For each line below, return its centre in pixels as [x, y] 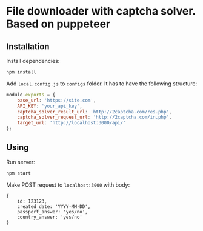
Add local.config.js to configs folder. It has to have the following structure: [102, 84]
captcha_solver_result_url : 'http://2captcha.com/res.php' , [95, 112]
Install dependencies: [33, 61]
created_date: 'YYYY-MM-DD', [54, 206]
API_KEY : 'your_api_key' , [50, 106]
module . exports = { [31, 95]
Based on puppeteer [58, 24]
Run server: [21, 162]
